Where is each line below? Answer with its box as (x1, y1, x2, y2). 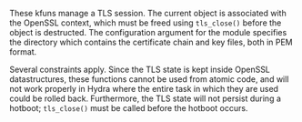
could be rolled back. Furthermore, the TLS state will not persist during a (9, 93, 282, 104)
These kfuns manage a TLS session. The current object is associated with (9, 8, 287, 18)
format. (9, 46, 37, 57)
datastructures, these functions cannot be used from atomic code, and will (9, 74, 289, 85)
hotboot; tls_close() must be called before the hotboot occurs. (9, 103, 248, 113)
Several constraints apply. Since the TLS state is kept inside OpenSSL (9, 64, 271, 75)
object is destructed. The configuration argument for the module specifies (9, 27, 287, 37)
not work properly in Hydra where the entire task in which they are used (9, 84, 279, 94)
